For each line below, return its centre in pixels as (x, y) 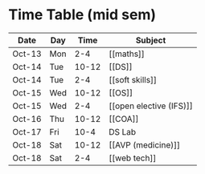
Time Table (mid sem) (82, 15)
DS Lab (122, 132)
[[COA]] (123, 119)
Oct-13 (27, 54)
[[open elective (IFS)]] (150, 106)
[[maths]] (126, 54)
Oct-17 (27, 132)
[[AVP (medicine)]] (144, 144)
